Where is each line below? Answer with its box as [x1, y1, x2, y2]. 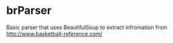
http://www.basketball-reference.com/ [6, 30, 103, 37]
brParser [6, 4, 52, 18]
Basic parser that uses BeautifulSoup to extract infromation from [6, 24, 168, 31]
